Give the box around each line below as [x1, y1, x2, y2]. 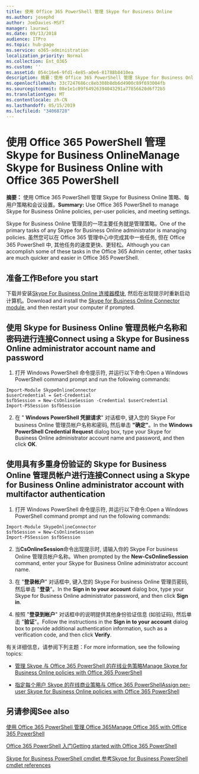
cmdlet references [6, 762, 52, 769]
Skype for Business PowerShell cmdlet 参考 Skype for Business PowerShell [6, 754, 188, 762]
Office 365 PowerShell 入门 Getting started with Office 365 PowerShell [6, 742, 177, 749]
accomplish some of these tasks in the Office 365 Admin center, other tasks [6, 248, 191, 255]
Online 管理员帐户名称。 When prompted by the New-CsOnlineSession [14, 553, 188, 560]
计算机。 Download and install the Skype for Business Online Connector [6, 297, 180, 304]
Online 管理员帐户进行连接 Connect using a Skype [6, 470, 190, 480]
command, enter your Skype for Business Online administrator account [14, 559, 188, 566]
